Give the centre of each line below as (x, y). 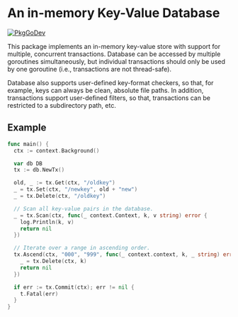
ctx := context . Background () (57, 150)
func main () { (28, 144)
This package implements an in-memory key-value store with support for (114, 46)
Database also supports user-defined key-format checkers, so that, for (110, 82)
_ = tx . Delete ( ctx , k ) (53, 261)
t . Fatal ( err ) (39, 294)
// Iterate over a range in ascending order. (82, 248)
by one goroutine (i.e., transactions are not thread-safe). (90, 69)
